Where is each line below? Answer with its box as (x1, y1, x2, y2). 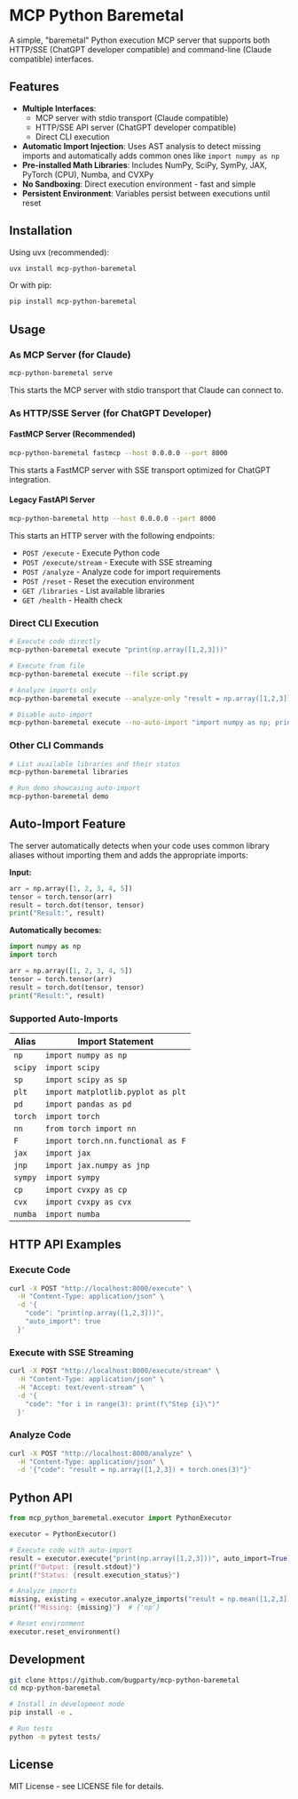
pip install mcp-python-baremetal (9, 297, 137, 307)
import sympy (44, 1172, 100, 1182)
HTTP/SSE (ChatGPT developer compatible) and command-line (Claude (9, 44, 272, 54)
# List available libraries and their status (9, 759, 180, 769)
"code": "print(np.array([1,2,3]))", (25, 1308, 165, 1318)
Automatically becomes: (9, 925, 102, 936)
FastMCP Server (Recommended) (9, 428, 136, 440)
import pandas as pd (44, 1099, 132, 1109)
